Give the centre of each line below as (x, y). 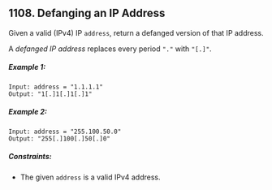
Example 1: (27, 67)
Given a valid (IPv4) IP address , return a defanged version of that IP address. (136, 32)
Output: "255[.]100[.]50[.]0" (60, 138)
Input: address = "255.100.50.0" (65, 132)
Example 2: (28, 112)
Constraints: (30, 157)
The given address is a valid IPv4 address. (90, 177)
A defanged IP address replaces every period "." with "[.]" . (110, 49)
